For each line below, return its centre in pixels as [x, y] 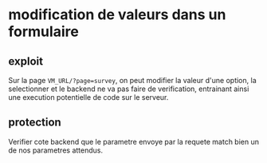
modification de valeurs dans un [117, 15]
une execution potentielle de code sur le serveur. [88, 97]
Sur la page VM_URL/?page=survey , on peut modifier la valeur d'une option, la [132, 80]
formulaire [44, 32]
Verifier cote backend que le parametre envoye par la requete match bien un [133, 141]
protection [35, 123]
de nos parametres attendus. [56, 150]
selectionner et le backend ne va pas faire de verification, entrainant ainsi [129, 89]
